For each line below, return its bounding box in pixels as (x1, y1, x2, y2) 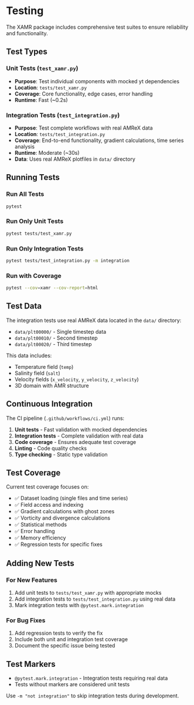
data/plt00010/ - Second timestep (14, 334, 98, 341)
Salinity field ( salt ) (14, 370, 60, 377)
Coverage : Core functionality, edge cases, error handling (14, 90, 153, 97)
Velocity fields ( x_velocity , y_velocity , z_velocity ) (14, 375, 139, 382)
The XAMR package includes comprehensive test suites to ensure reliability (6, 23, 189, 30)
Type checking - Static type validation (14, 450, 108, 458)
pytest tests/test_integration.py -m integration (6, 257, 130, 263)
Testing (6, 4, 44, 18)
